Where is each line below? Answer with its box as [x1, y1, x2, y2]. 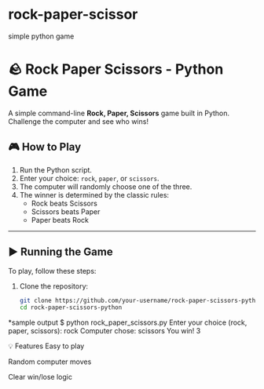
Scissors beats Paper [31, 206, 101, 216]
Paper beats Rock [31, 215, 89, 224]
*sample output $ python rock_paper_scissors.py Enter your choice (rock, [8, 318, 247, 327]
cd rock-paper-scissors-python [19, 304, 123, 311]
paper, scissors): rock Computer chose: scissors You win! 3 [8, 326, 201, 336]
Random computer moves [8, 357, 92, 366]
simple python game [8, 31, 75, 41]
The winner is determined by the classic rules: [19, 190, 170, 199]
